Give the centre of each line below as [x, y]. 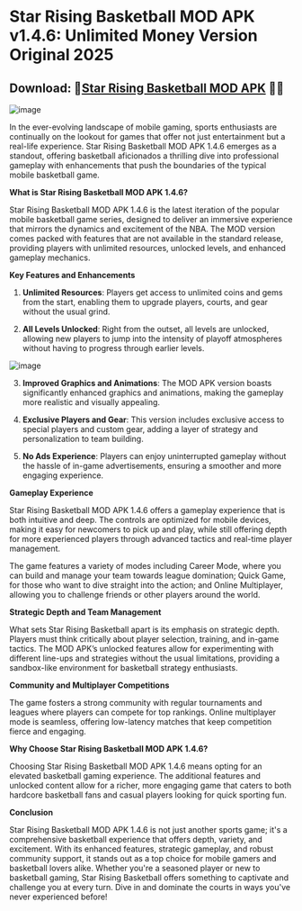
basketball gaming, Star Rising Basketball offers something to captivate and [149, 878]
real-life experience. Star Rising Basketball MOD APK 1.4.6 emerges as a [143, 146]
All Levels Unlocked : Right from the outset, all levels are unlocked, [146, 329]
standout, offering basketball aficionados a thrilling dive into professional [144, 156]
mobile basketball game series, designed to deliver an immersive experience [151, 219]
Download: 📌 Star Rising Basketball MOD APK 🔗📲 [147, 88]
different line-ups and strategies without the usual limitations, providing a [145, 658]
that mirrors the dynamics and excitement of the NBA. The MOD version [142, 229]
